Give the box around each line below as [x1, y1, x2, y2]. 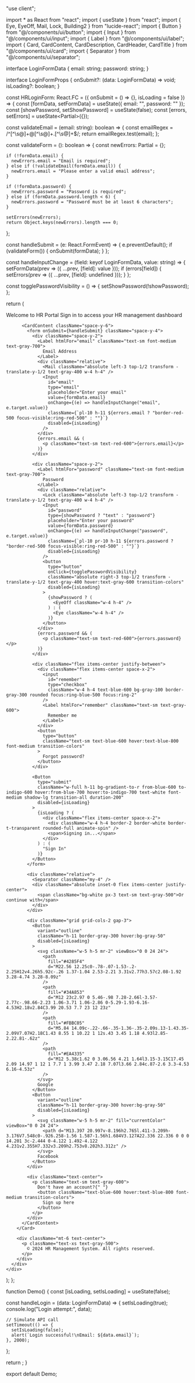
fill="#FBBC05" [47, 1020, 85, 1026]
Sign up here [43, 1200, 75, 1205]
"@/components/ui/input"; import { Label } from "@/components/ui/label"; [6, 35, 184, 42]
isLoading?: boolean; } [6, 83, 60, 90]
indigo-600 [6, 789, 33, 795]
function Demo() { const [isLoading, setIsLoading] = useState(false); [6, 1288, 170, 1295]
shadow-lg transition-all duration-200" [24, 795, 124, 800]
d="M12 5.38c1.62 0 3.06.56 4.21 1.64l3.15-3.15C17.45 [47, 1056, 184, 1062]
